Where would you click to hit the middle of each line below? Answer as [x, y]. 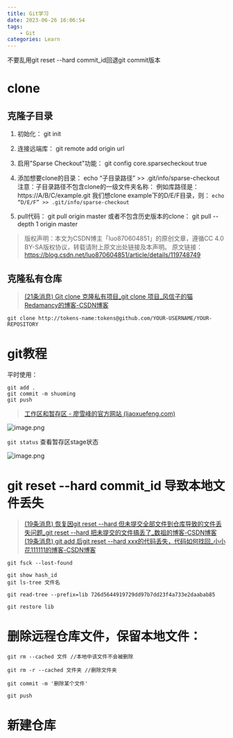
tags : [15, 26]
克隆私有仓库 [35, 278]
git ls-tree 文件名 [34, 582]
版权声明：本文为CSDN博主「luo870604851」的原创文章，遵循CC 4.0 [124, 238]
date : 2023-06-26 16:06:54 [46, 20]
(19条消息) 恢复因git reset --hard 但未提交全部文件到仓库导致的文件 [120, 523]
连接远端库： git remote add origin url [71, 149]
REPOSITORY [23, 324]
